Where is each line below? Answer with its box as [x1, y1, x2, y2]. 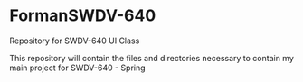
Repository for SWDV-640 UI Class [9, 35, 140, 46]
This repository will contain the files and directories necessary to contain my [9, 52, 294, 63]
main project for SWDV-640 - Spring [9, 62, 147, 73]
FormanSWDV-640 [9, 5, 156, 26]
